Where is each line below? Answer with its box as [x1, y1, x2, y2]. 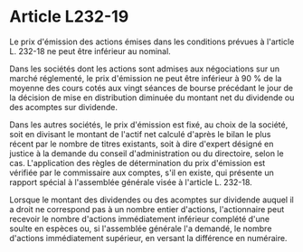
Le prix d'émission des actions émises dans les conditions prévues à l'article [9, 36, 295, 47]
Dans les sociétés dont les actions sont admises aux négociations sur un [9, 63, 280, 74]
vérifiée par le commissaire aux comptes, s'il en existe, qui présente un [9, 167, 274, 178]
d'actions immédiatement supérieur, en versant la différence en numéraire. [9, 232, 288, 243]
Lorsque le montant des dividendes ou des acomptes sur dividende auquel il [9, 194, 294, 205]
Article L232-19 [9, 6, 129, 27]
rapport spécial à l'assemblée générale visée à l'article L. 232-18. [9, 176, 253, 187]
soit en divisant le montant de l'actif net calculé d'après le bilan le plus [9, 128, 271, 139]
